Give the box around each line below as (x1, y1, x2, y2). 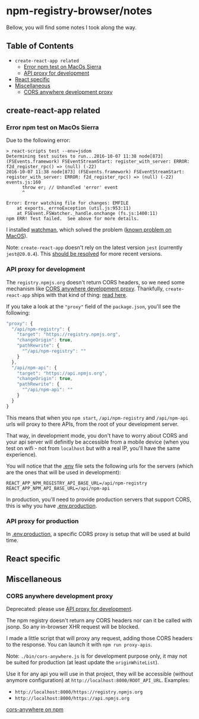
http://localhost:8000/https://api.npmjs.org (14, 696, 129, 702)
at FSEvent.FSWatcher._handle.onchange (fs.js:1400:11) (17, 211, 159, 217)
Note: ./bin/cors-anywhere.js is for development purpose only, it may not (6, 653, 187, 660)
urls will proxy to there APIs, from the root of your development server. (6, 420, 179, 427)
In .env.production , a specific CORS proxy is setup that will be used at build (6, 530, 190, 538)
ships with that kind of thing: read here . (31, 291, 128, 298)
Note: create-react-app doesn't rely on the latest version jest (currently (6, 244, 183, 251)
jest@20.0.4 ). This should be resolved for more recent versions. (6, 251, 162, 258)
